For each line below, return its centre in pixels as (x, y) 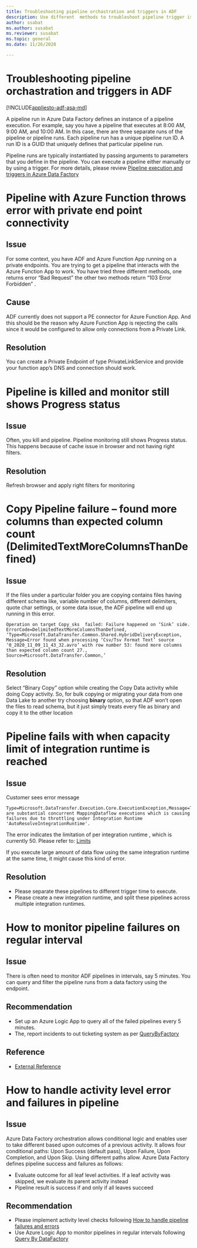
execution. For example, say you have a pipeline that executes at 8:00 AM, (96, 125)
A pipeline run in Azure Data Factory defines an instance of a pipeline (90, 119)
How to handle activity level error (89, 1090)
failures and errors (37, 1226)
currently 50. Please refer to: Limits (48, 841)
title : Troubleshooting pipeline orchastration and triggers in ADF (91, 11)
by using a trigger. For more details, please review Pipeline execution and (94, 168)
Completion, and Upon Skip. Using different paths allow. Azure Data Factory (98, 1157)
